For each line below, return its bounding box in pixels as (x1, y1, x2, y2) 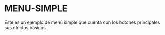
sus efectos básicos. (4, 24, 47, 30)
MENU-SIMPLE (4, 3, 68, 14)
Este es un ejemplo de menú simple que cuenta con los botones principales (4, 19, 160, 25)
